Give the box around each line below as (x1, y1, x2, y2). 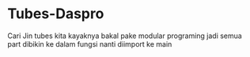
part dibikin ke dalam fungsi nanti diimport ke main (7, 39, 172, 48)
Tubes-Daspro (7, 5, 104, 23)
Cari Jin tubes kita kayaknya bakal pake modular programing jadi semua (7, 31, 242, 40)
